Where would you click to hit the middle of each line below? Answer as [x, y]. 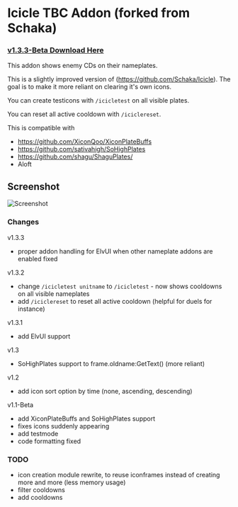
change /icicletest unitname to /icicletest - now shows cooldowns [120, 286]
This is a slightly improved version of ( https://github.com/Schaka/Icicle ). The [119, 79]
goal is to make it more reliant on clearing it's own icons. [90, 87]
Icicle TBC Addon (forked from [98, 13]
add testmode [38, 433]
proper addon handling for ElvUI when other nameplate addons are [115, 251]
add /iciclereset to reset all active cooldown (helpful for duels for [115, 301]
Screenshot [34, 187]
